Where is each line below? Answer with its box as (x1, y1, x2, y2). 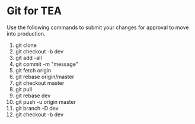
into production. (7, 30, 46, 37)
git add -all (15, 54, 42, 61)
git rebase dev (15, 92, 51, 99)
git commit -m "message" (15, 61, 79, 68)
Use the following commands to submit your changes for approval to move (7, 24, 189, 31)
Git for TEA (7, 4, 62, 18)
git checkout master (15, 79, 65, 87)
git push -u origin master (15, 98, 76, 105)
